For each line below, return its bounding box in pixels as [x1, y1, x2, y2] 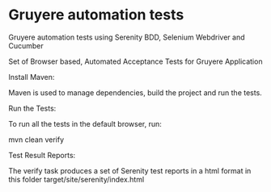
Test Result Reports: [8, 150, 76, 160]
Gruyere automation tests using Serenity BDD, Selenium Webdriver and [8, 32, 245, 42]
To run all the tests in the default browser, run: [8, 119, 162, 128]
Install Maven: [8, 72, 55, 81]
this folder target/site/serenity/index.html [8, 174, 145, 184]
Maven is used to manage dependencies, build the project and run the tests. [8, 87, 263, 98]
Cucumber [8, 40, 44, 50]
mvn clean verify [8, 135, 65, 144]
